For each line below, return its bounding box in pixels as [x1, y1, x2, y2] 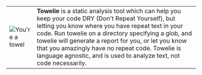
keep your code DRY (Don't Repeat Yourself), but [37, 14, 176, 23]
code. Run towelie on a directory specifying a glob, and [37, 29, 192, 37]
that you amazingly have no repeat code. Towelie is [37, 44, 182, 52]
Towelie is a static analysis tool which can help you [37, 7, 182, 15]
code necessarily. [37, 59, 87, 67]
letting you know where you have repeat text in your [37, 22, 183, 30]
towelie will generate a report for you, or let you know [37, 37, 188, 45]
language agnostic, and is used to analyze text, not [37, 52, 180, 60]
